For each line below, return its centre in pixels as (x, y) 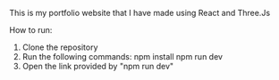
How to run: (31, 30)
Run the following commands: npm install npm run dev (123, 56)
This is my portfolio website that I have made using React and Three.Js (140, 13)
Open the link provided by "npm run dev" (98, 66)
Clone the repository (60, 47)
